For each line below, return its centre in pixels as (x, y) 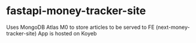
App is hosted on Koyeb (67, 33)
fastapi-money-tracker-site (76, 11)
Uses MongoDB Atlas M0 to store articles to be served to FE (80, 27)
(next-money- (173, 27)
